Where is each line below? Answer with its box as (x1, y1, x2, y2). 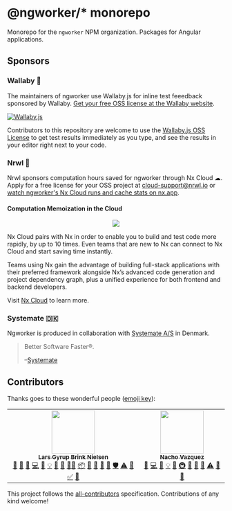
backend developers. (7, 283, 68, 292)
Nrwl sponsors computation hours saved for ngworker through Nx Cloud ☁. (7, 173, 223, 181)
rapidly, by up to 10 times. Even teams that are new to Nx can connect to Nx (7, 240, 223, 249)
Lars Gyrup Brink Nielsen (38, 454, 109, 461)
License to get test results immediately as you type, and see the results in (7, 133, 216, 141)
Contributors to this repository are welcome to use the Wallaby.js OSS (7, 126, 206, 134)
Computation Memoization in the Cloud (7, 204, 122, 213)
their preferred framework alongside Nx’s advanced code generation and (7, 268, 215, 276)
